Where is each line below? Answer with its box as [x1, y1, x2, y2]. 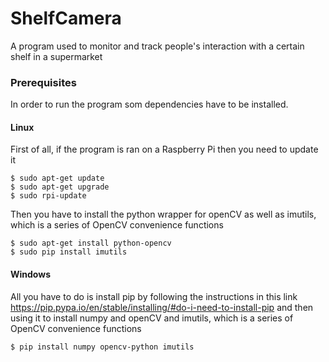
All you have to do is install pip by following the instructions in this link [10, 290, 298, 302]
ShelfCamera [10, 7, 122, 30]
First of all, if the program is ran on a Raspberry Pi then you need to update [10, 143, 319, 156]
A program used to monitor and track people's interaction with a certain [10, 40, 305, 52]
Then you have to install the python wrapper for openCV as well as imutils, [10, 208, 317, 221]
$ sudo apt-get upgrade [10, 182, 110, 192]
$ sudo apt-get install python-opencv [10, 238, 172, 249]
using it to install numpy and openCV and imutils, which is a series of [10, 312, 294, 324]
